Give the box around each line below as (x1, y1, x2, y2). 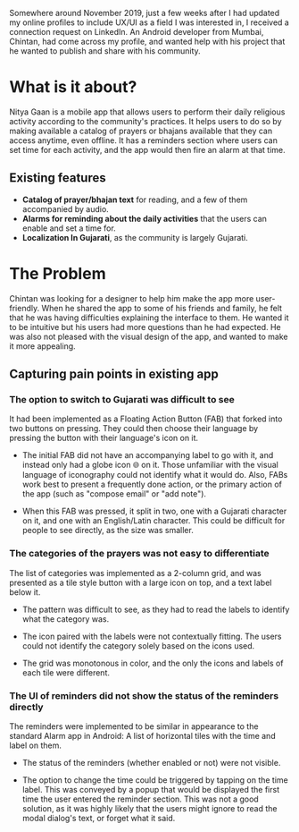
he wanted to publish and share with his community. (9, 46, 201, 56)
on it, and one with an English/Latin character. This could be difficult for (21, 515, 286, 526)
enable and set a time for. (21, 223, 116, 233)
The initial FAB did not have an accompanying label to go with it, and (21, 450, 274, 461)
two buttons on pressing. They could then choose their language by (9, 423, 259, 434)
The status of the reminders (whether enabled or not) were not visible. (21, 757, 281, 768)
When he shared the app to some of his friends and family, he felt (41, 302, 283, 313)
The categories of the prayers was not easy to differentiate (9, 548, 270, 560)
